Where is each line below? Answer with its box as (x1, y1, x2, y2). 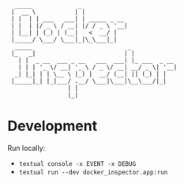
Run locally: (7, 143, 46, 152)
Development (7, 117, 98, 135)
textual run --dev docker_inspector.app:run (18, 168, 168, 176)
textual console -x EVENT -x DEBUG (18, 160, 137, 167)
